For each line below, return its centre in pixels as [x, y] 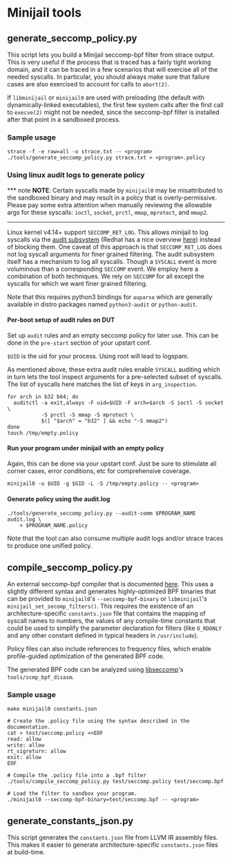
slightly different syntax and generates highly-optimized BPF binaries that [112, 591]
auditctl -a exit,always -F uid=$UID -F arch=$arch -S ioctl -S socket [119, 403]
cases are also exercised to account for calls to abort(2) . [88, 84]
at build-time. [26, 852]
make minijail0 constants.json [52, 709]
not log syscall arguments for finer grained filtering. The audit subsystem [111, 254]
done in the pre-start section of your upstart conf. [79, 343]
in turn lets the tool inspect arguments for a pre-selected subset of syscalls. [115, 376]
